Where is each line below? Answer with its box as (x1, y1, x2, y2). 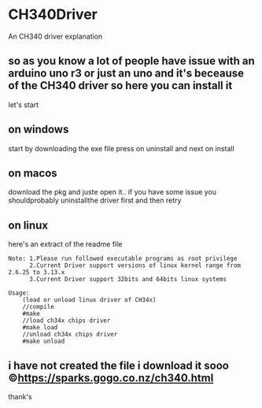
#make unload (22, 337, 65, 346)
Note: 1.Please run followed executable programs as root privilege (8, 254, 238, 263)
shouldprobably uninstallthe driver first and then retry (8, 195, 182, 206)
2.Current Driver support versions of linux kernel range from (28, 261, 242, 269)
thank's (8, 392, 33, 401)
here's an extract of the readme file (8, 239, 123, 249)
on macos (8, 166, 57, 180)
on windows (8, 123, 69, 136)
